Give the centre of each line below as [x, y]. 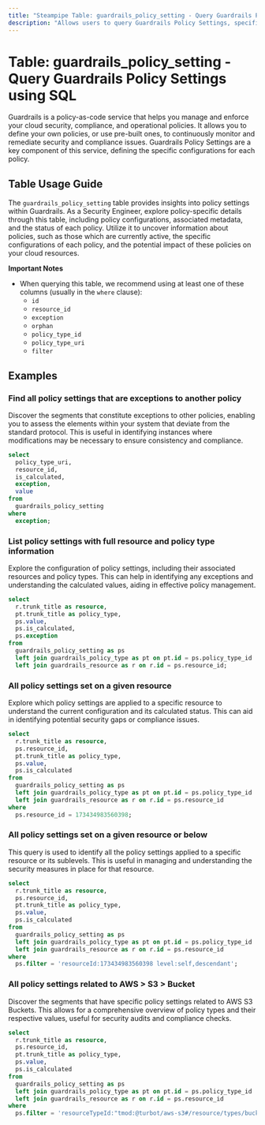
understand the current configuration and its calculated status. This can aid [131, 712]
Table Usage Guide [56, 183]
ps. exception [37, 636]
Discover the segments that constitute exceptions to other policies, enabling [132, 415]
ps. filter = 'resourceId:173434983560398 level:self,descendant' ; [127, 964]
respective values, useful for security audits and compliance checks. [120, 1018]
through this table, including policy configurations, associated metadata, [125, 220]
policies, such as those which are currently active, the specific [110, 237]
